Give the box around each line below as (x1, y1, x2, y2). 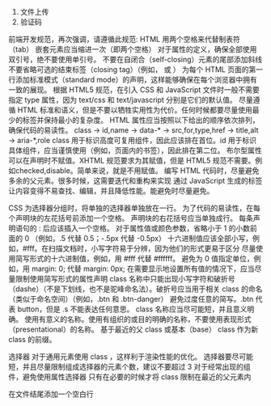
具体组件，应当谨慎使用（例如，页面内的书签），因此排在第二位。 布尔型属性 (8, 146, 262, 155)
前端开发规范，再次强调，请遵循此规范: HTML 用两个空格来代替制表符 (8, 35, 240, 44)
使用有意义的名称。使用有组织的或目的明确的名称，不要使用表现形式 (23, 315, 252, 324)
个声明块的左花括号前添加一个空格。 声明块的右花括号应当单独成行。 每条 (8, 214, 253, 222)
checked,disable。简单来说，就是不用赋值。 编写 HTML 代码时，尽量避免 (15, 166, 260, 176)
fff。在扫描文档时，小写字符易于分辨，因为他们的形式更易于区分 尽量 (27, 243, 256, 253)
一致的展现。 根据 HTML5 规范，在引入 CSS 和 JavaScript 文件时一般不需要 (8, 85, 260, 95)
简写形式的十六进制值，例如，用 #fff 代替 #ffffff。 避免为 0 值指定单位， (15, 254, 254, 263)
